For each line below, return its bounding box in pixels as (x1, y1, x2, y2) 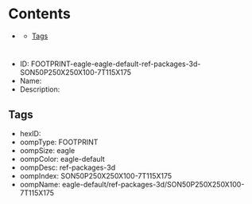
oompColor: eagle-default (19, 154, 105, 163)
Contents (8, 5, 72, 23)
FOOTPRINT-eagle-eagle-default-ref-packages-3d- (30, 59, 201, 69)
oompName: (19, 179, 61, 189)
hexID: (19, 128, 41, 138)
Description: (19, 84, 60, 94)
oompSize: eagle (19, 145, 76, 155)
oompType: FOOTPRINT (19, 137, 99, 147)
